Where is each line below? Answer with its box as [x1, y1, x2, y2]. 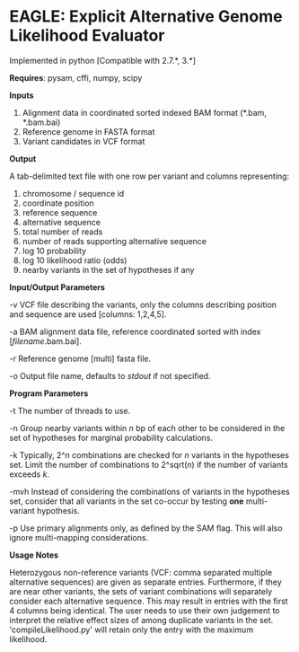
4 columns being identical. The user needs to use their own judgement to [9, 604, 280, 616]
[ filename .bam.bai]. [9, 335, 83, 347]
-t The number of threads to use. [9, 405, 131, 416]
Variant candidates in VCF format [22, 136, 145, 146]
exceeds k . [9, 469, 50, 480]
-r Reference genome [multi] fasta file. [9, 353, 151, 364]
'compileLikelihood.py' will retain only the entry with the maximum [9, 624, 254, 635]
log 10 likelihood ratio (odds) [22, 254, 128, 266]
